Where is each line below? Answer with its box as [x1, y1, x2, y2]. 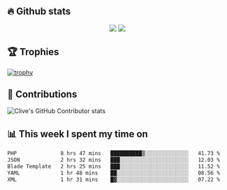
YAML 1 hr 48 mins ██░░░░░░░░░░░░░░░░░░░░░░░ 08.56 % [7, 169, 220, 177]
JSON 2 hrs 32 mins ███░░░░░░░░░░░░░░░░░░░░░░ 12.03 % [7, 156, 220, 163]
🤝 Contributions [7, 89, 78, 101]
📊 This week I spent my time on [7, 128, 148, 140]
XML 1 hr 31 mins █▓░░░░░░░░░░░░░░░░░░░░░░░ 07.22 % [7, 176, 220, 183]
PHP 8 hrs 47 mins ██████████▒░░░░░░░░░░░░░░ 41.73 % [7, 150, 220, 157]
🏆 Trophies [7, 46, 59, 58]
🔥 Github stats [7, 6, 71, 17]
